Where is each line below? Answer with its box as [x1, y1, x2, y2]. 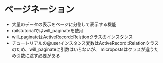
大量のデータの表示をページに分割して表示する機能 [11, 21, 117, 27]
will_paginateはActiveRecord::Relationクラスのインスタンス [11, 34, 133, 40]
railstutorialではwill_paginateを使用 [11, 27, 83, 33]
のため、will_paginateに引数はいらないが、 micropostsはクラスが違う [11, 46, 155, 52]
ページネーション [4, 4, 74, 15]
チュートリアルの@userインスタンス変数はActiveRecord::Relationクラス [11, 40, 159, 46]
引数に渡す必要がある [16, 52, 60, 58]
